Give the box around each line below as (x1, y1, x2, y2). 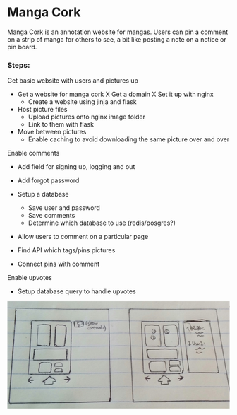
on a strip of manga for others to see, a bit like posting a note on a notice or (7, 35, 227, 43)
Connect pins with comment (17, 259, 100, 269)
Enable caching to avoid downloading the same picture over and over (28, 135, 230, 144)
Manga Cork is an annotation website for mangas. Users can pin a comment (7, 28, 229, 36)
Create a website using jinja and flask (28, 98, 137, 106)
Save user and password (28, 204, 101, 212)
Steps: (7, 60, 30, 70)
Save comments (28, 211, 75, 220)
